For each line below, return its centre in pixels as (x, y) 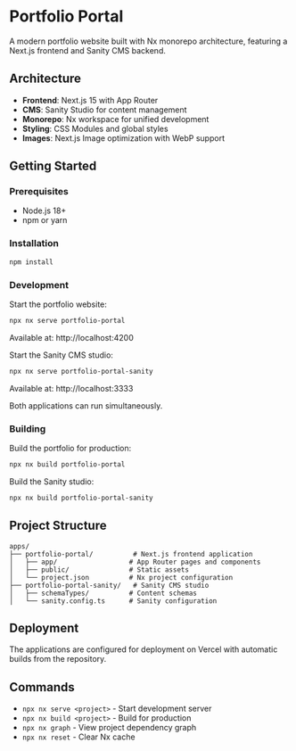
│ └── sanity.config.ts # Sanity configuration (113, 601)
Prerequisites (39, 192)
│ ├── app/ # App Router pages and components (135, 562)
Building (28, 428)
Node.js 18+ (44, 210)
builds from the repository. (58, 659)
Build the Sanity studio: (52, 481)
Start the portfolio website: (58, 304)
